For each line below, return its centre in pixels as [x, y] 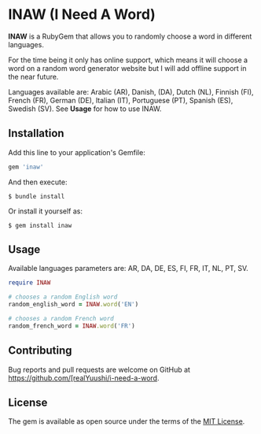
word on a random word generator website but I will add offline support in [127, 68]
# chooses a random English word [63, 297]
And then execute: [38, 182]
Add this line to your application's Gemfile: [77, 152]
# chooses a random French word [61, 319]
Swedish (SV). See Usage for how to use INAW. [85, 109]
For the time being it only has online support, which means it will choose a [128, 60]
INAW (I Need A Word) [82, 15]
